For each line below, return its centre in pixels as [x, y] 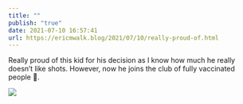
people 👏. [24, 77]
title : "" [25, 15]
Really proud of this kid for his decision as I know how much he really [122, 60]
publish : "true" [35, 23]
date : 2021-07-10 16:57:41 [53, 30]
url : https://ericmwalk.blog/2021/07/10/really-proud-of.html [114, 38]
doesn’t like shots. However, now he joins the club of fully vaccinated [121, 69]
